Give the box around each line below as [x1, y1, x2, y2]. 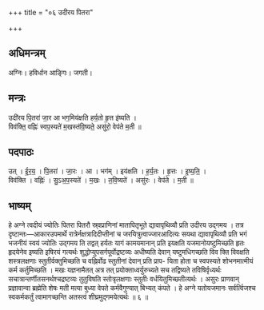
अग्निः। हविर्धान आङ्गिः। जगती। [8, 68, 94, 77]
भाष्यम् [8, 199, 31, 213]
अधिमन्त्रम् [8, 46, 46, 60]
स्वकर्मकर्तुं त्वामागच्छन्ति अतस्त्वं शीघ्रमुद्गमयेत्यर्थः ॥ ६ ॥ [8, 292, 149, 302]
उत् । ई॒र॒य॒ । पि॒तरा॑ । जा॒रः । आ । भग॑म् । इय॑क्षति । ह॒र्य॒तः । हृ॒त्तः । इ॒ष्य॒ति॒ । [8, 166, 207, 176]
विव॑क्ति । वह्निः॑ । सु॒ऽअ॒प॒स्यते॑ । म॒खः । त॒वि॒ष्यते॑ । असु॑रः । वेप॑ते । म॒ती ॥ [8, 176, 194, 185]
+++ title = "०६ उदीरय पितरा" [8, 8, 94, 17]
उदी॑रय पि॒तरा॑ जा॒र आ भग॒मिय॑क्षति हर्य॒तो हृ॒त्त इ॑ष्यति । [8, 113, 138, 122]
